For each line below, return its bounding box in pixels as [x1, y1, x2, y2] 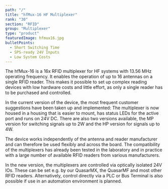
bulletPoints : [5, 40, 35, 45]
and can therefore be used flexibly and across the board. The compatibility [5, 141, 160, 148]
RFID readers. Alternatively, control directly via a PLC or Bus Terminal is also [5, 173, 163, 179]
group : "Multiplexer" [5, 26, 51, 31]
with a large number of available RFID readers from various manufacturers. [5, 152, 160, 158]
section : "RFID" [5, 21, 39, 27]
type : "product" [5, 31, 39, 36]
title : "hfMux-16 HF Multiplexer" [5, 12, 78, 17]
